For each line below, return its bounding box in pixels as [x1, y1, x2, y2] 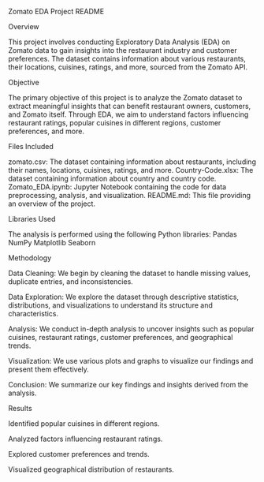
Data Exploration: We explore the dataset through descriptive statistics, [8, 292, 239, 301]
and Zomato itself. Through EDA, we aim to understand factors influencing [8, 110, 249, 119]
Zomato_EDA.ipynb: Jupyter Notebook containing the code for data [8, 182, 227, 192]
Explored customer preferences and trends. [8, 450, 150, 458]
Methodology [8, 253, 52, 263]
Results [8, 404, 33, 413]
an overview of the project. [8, 199, 96, 208]
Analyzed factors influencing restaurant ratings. [8, 434, 163, 443]
